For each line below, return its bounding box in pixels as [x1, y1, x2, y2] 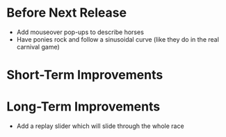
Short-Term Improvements [6, 67, 163, 83]
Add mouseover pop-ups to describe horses [16, 28, 144, 36]
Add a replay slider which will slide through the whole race [16, 122, 185, 130]
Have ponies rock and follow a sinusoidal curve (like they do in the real [16, 35, 220, 43]
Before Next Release [6, 5, 127, 21]
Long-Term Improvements [6, 99, 161, 115]
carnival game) [16, 42, 60, 51]
